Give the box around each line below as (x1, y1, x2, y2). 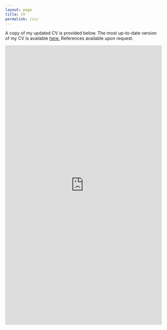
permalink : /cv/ (5, 16, 39, 21)
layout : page (5, 7, 32, 12)
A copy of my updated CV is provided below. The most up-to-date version (5, 30, 157, 36)
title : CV (5, 12, 26, 17)
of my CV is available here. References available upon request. (5, 35, 134, 41)
